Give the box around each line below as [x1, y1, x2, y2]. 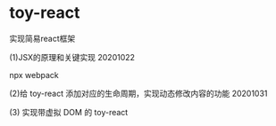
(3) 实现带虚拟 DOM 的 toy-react [9, 106, 129, 117]
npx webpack [9, 69, 60, 80]
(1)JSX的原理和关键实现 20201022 [9, 51, 136, 62]
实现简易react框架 [9, 33, 76, 43]
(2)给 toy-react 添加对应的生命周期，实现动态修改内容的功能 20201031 [9, 88, 268, 98]
